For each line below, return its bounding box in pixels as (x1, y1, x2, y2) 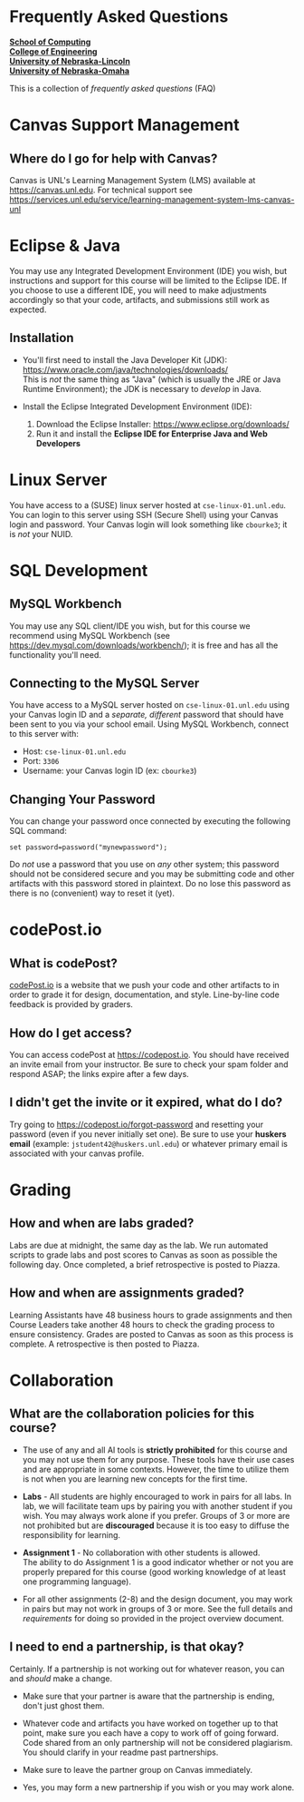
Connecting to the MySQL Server (9, 676, 200, 691)
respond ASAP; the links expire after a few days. (9, 1069, 190, 1080)
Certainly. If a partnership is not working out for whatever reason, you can (9, 1663, 285, 1674)
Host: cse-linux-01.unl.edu (22, 746, 127, 757)
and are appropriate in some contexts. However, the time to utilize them (22, 1464, 290, 1474)
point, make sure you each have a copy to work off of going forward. (22, 1727, 279, 1738)
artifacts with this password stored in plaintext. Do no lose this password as (9, 878, 291, 889)
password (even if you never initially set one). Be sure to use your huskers (9, 1128, 287, 1140)
